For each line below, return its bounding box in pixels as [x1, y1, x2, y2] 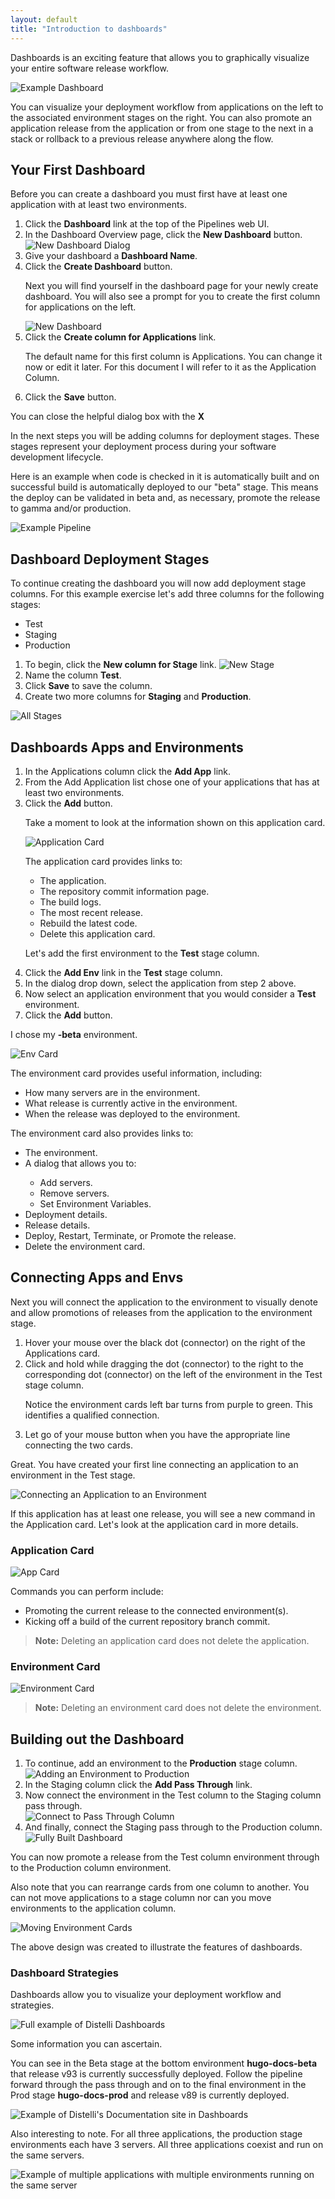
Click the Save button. [24, 391, 117, 403]
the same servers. [10, 2149, 85, 2161]
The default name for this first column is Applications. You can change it [24, 351, 323, 363]
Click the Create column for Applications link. [24, 331, 217, 343]
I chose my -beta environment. [10, 1028, 138, 1040]
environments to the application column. [10, 1902, 177, 1915]
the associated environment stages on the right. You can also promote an [10, 111, 313, 123]
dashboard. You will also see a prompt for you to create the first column [24, 291, 321, 303]
